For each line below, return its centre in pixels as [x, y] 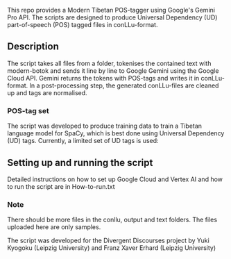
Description [33, 47]
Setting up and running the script [80, 162]
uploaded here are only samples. [54, 227]
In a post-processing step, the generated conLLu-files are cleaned [124, 85]
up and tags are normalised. [48, 92]
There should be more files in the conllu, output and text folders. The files [112, 220]
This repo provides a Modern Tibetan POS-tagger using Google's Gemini [111, 10]
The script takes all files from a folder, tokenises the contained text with [109, 63]
